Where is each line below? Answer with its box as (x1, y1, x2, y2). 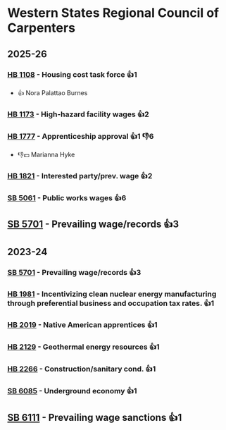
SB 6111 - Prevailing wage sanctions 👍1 (7, 411, 182, 424)
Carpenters (7, 20, 76, 36)
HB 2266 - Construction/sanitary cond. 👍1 (7, 364, 156, 374)
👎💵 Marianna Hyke (17, 150, 75, 159)
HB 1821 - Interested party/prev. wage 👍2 (7, 171, 153, 181)
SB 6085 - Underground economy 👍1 (7, 386, 137, 396)
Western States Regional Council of (7, 5, 220, 21)
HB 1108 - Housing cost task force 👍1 (7, 69, 137, 79)
